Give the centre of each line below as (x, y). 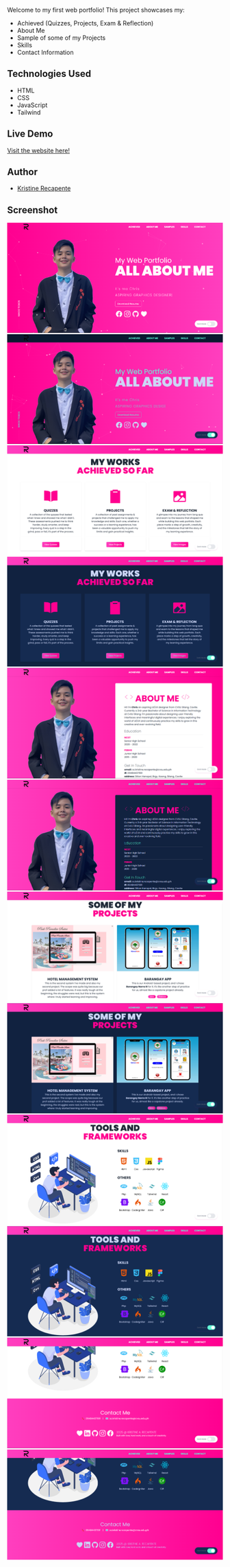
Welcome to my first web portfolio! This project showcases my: (96, 10)
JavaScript (32, 105)
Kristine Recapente (44, 189)
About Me (31, 31)
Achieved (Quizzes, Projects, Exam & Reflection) (85, 23)
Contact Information (45, 52)
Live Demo (30, 134)
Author (22, 172)
